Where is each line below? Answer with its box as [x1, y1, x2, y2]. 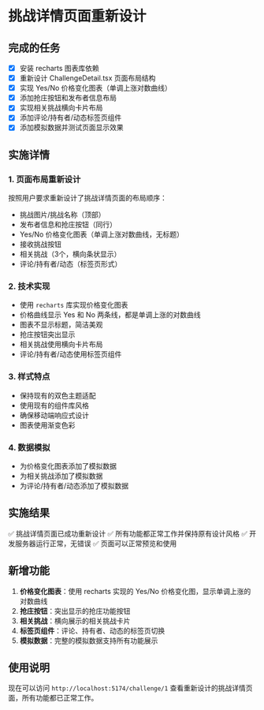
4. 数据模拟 [8, 442, 50, 453]
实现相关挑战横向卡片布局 [19, 103, 103, 113]
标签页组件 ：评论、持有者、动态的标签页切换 [19, 626, 165, 635]
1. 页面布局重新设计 [8, 174, 81, 185]
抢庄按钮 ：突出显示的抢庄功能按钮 [19, 606, 131, 615]
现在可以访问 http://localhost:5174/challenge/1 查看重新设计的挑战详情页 [8, 683, 254, 693]
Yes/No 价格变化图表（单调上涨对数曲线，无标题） [19, 230, 184, 239]
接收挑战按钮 [19, 240, 61, 249]
